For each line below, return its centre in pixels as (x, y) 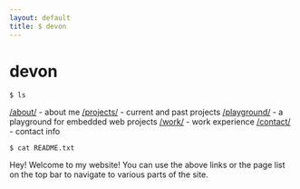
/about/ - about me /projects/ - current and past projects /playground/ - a (146, 112)
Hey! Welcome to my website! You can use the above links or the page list (147, 165)
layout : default (40, 18)
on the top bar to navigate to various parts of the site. (109, 174)
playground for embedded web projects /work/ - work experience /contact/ (150, 122)
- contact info (35, 132)
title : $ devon (38, 26)
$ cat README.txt (42, 148)
